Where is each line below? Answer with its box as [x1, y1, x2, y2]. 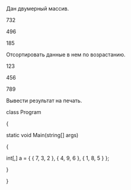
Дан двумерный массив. [6, 5, 69, 12]
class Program [6, 109, 41, 115]
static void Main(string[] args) [6, 132, 79, 138]
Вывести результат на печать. [6, 97, 82, 104]
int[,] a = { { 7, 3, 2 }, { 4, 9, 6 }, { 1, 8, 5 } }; [6, 154, 110, 161]
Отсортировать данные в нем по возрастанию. [6, 51, 126, 58]
